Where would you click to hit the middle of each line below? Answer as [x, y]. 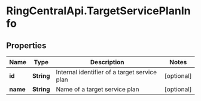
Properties [26, 45]
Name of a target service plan [98, 89]
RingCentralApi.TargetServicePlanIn [98, 11]
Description [107, 62]
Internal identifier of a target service [106, 72]
